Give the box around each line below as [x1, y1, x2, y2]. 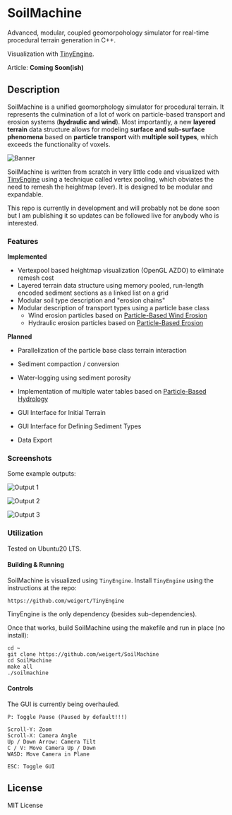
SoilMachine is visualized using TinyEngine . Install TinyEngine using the [7, 576, 214, 585]
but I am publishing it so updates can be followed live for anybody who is [7, 211, 219, 220]
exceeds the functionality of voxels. [7, 140, 111, 148]
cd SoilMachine [7, 657, 52, 664]
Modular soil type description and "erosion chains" [17, 296, 166, 305]
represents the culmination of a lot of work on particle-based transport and [7, 110, 226, 118]
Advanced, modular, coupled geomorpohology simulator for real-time [7, 28, 209, 37]
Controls [7, 684, 34, 693]
